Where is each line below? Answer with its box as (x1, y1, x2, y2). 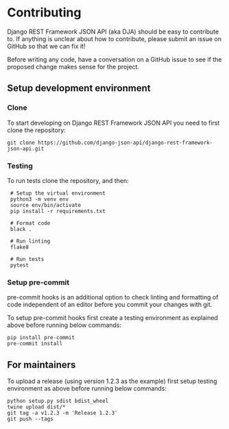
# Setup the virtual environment (10, 190, 106, 197)
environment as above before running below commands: (7, 384, 167, 393)
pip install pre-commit (7, 334, 75, 341)
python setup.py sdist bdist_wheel (7, 397, 109, 405)
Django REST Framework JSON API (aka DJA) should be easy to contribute (7, 27, 219, 36)
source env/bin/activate (10, 201, 81, 208)
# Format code (10, 219, 51, 227)
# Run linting (10, 238, 51, 245)
